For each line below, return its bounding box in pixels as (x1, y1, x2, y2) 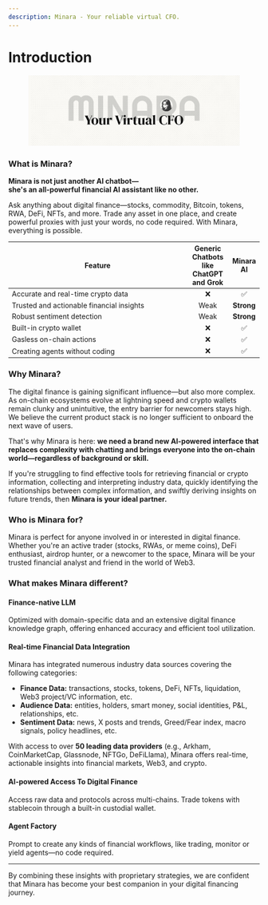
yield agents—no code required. (8, 847, 114, 857)
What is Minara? (8, 158, 73, 169)
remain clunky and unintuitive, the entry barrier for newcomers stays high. (8, 403, 252, 413)
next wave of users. (8, 420, 73, 431)
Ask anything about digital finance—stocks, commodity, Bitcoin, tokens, (8, 200, 244, 210)
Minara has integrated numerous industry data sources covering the (8, 660, 232, 669)
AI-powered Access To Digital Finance (8, 777, 138, 787)
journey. (8, 887, 35, 897)
